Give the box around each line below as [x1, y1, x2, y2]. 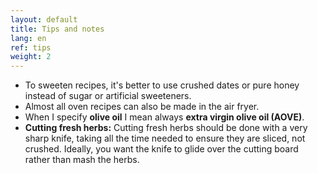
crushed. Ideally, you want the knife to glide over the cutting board [24, 143, 299, 155]
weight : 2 [10, 52, 52, 62]
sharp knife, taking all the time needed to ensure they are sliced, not [24, 132, 306, 145]
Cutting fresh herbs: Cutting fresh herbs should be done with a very [24, 122, 308, 134]
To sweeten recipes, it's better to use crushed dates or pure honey [24, 79, 300, 91]
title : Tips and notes [10, 24, 105, 34]
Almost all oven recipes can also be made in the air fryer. [24, 101, 260, 113]
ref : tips [10, 42, 52, 53]
